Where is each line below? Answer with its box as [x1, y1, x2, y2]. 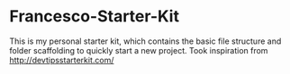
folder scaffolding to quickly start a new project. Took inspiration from [9, 45, 268, 55]
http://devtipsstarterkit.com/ [9, 54, 114, 65]
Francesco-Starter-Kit [9, 6, 180, 27]
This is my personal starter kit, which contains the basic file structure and [9, 36, 282, 46]
